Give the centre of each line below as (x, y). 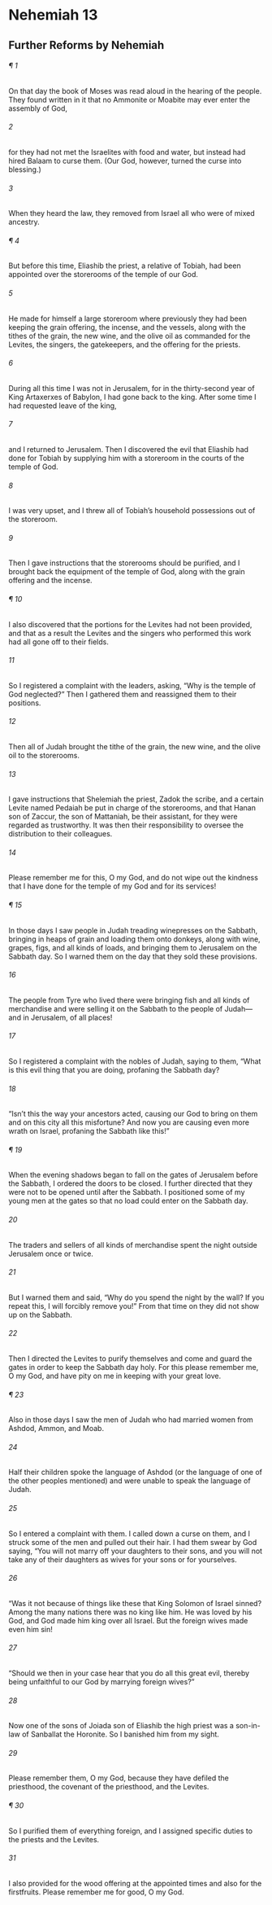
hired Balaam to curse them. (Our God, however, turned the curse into (125, 160)
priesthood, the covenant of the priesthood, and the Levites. (109, 1787)
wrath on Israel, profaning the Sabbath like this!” (89, 1131)
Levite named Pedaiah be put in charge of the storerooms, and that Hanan (132, 808)
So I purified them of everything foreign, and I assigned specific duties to (131, 1831)
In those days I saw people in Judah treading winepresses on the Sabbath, (133, 930)
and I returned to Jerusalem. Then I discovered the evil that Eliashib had (129, 449)
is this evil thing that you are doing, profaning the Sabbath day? (114, 1070)
